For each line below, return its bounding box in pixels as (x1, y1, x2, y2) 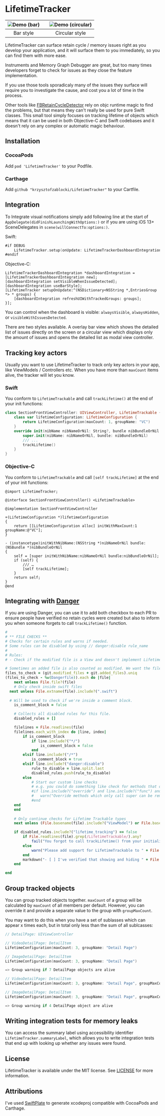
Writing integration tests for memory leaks (5, 1017, 138, 1025)
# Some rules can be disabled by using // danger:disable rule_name (5, 643, 148, 648)
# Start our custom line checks (31, 780, 98, 784)
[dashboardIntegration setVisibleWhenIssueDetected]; (5, 279, 118, 284)
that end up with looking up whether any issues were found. (5, 1040, 127, 1046)
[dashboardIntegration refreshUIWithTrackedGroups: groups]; (14, 296, 141, 302)
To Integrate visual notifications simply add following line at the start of (5, 214, 148, 220)
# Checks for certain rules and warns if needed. (5, 639, 109, 644)
